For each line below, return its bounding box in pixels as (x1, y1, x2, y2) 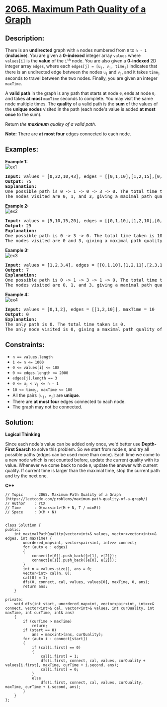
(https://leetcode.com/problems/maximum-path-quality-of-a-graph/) (5, 497, 148, 502)
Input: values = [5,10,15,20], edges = (5, 218, 102, 223)
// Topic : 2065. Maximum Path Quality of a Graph (5, 492, 121, 497)
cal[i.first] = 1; (40, 654, 79, 659)
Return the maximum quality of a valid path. (5, 121, 96, 127)
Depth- (141, 441, 157, 447)
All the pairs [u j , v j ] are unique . (12, 392, 81, 399)
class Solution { (5, 523, 41, 528)
